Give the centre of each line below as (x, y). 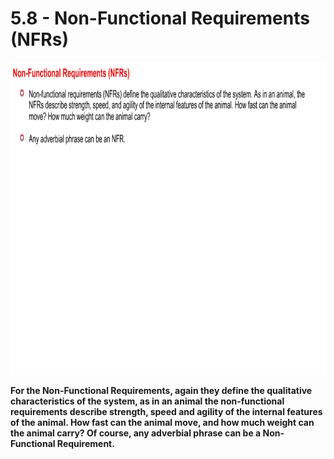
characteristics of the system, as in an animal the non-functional (147, 401)
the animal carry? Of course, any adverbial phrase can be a (136, 433)
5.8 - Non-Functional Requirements (160, 18)
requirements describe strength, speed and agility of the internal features (166, 411)
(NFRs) (39, 39)
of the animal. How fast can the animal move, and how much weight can (162, 422)
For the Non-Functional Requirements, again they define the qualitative (161, 390)
